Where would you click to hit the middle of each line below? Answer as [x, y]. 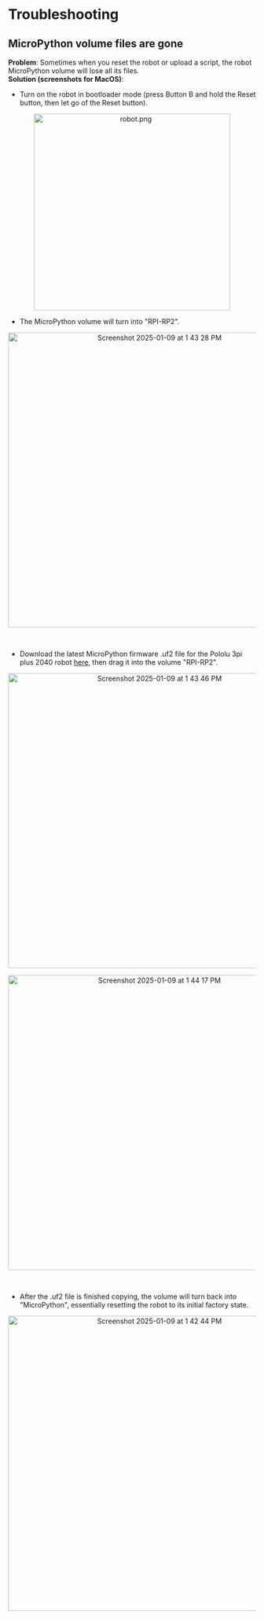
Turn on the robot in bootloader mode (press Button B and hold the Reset [137, 94]
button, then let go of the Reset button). [83, 103]
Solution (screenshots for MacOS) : [66, 79]
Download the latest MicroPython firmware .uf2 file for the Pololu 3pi [131, 654]
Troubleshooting [64, 15]
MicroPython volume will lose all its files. [74, 71]
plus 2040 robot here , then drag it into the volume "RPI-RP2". [119, 662]
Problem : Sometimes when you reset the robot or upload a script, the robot [130, 62]
